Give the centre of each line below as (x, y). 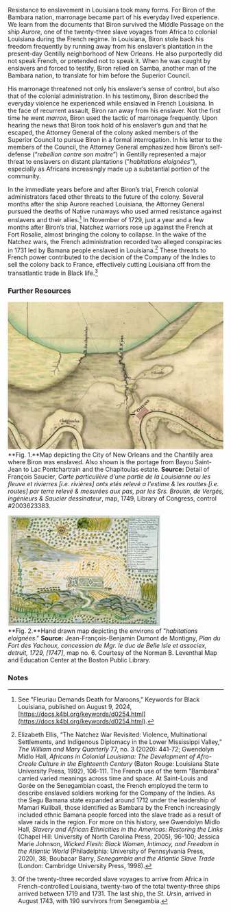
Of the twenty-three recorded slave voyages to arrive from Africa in (113, 879)
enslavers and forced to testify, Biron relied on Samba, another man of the (112, 68)
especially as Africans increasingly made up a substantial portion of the (109, 169)
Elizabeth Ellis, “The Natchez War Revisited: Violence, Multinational (112, 734)
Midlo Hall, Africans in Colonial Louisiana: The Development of (106, 756)
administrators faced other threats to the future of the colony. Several (106, 197)
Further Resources (39, 291)
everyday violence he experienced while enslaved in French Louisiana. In (111, 103)
